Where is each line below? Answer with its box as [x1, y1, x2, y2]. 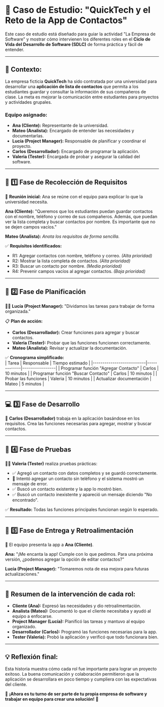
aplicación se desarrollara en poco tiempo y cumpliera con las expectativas [5, 676, 157, 682]
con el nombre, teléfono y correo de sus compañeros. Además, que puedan [5, 213, 158, 219]
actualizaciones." [5, 571, 40, 577]
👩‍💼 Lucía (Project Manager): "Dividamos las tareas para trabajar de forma [5, 303, 155, 309]
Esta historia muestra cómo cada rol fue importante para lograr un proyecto [5, 665, 157, 672]
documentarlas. [12, 133, 44, 139]
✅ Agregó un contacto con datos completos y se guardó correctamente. [12, 470, 158, 476]
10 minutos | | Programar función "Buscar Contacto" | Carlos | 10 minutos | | [5, 370, 158, 376]
